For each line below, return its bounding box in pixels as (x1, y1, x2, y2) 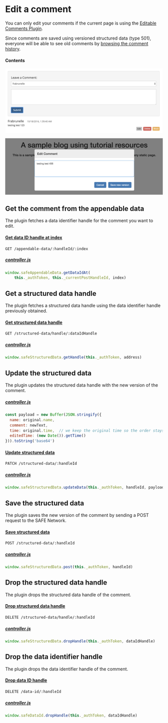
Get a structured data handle (5, 289, 96, 298)
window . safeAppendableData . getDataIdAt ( (5, 270, 91, 275)
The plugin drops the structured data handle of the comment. (5, 592, 131, 598)
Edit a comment (5, 4, 71, 15)
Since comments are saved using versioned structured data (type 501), (5, 35, 151, 41)
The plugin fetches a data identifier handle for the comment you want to (5, 218, 153, 224)
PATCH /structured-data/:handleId (5, 461, 77, 466)
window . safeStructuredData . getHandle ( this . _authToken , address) (5, 355, 142, 360)
